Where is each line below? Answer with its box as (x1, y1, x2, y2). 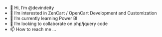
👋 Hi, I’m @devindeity (9, 5, 54, 10)
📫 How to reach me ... (9, 26, 56, 32)
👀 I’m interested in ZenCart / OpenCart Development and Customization (9, 10, 157, 16)
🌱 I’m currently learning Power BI (9, 15, 78, 21)
